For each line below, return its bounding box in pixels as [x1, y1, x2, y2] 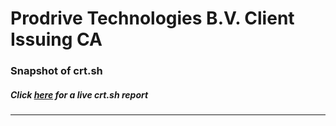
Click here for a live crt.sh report [10, 88, 149, 101]
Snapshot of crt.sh [10, 64, 103, 78]
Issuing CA [10, 28, 103, 51]
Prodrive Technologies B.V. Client [10, 7, 295, 30]
